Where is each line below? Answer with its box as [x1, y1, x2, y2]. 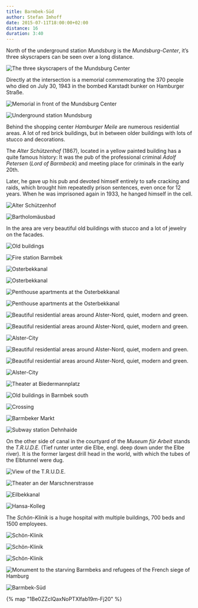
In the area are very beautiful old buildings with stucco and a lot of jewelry [6, 225, 187, 232]
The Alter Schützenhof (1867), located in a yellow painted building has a [6, 148, 181, 155]
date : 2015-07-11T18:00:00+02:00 [6, 20, 89, 25]
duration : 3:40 [6, 31, 44, 37]
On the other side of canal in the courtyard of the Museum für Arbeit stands [6, 438, 190, 445]
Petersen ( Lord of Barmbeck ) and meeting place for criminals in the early [6, 160, 184, 167]
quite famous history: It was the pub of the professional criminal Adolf [6, 153, 176, 161]
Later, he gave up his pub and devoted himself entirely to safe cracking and [6, 178, 190, 185]
